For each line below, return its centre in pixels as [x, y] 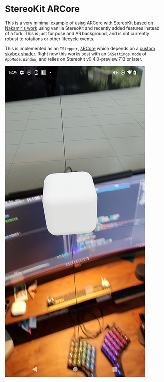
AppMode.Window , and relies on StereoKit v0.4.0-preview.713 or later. [74, 59]
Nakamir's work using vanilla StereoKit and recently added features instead [82, 28]
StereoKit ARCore [42, 9]
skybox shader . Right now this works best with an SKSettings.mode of [76, 54]
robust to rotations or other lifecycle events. [50, 39]
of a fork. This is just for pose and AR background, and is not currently [77, 33]
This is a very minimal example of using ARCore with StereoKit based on [79, 23]
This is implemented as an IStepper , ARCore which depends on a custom [80, 48]
